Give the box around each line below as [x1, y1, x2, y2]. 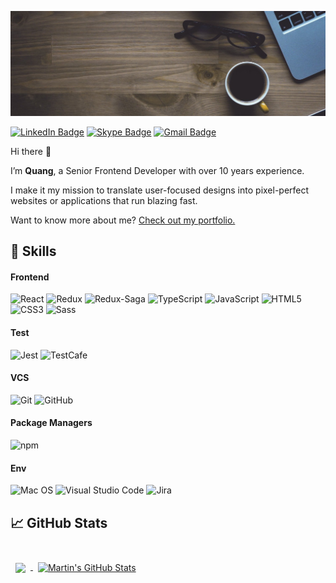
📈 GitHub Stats [10, 514, 108, 531]
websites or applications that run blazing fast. [10, 194, 198, 206]
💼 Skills [10, 243, 57, 260]
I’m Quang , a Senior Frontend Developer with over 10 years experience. [10, 164, 305, 176]
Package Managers [10, 417, 93, 429]
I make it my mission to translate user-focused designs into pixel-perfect [10, 184, 310, 196]
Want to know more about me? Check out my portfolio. [10, 214, 236, 226]
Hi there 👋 [10, 145, 52, 157]
